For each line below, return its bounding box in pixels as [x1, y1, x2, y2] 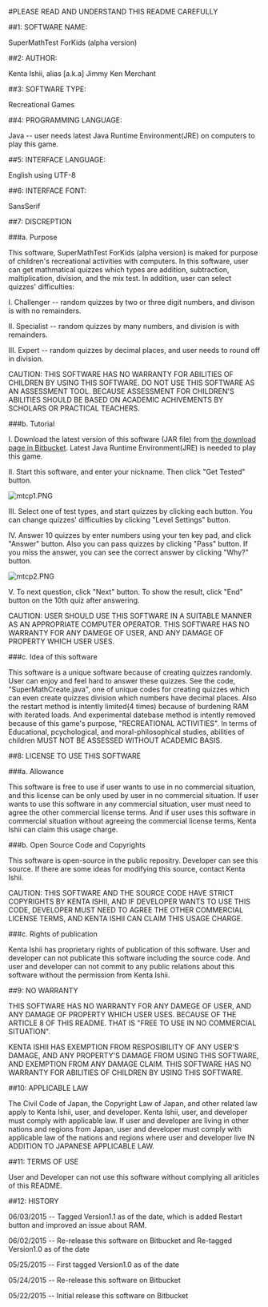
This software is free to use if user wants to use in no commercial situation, [8, 782, 256, 792]
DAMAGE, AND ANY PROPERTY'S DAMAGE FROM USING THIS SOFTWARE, [8, 1051, 259, 1060]
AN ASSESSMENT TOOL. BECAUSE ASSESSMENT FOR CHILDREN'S [8, 387, 234, 395]
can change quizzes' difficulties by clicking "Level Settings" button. [8, 515, 231, 524]
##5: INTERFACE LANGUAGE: [8, 155, 106, 164]
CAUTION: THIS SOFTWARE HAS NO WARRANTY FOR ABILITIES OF [8, 370, 234, 379]
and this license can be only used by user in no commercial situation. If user [8, 791, 259, 800]
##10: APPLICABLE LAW [8, 1084, 89, 1093]
